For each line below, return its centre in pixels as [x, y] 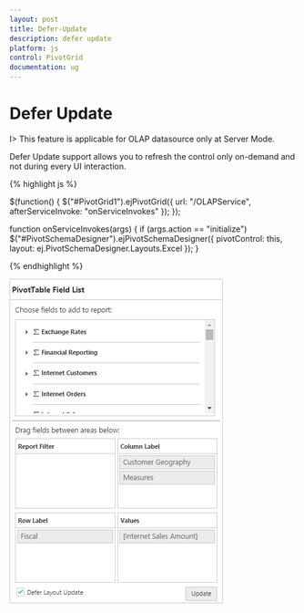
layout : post [34, 19]
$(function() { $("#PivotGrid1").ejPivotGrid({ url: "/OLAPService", [131, 202]
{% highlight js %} [43, 183]
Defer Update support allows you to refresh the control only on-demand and [152, 156]
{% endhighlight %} [46, 265]
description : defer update [61, 38]
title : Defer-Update [49, 29]
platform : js [34, 48]
